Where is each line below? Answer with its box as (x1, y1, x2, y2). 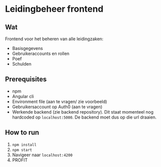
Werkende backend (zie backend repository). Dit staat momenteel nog (12, 109, 154, 115)
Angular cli (12, 93, 34, 99)
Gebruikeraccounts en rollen (12, 50, 70, 56)
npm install (12, 142, 37, 147)
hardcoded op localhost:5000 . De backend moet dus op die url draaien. (12, 114, 157, 120)
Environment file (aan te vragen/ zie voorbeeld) (12, 98, 107, 104)
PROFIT (12, 157, 28, 163)
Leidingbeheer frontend (5, 3, 103, 15)
